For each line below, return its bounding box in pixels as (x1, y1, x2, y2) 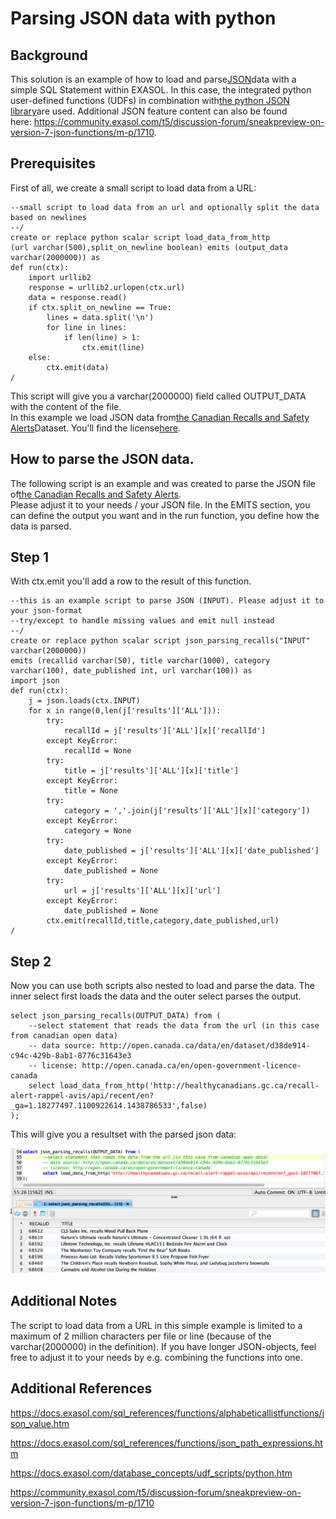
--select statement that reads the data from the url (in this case (28, 1021, 320, 1031)
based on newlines (10, 212, 87, 222)
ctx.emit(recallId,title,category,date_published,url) (46, 916, 280, 926)
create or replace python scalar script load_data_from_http (10, 232, 271, 242)
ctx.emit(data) (46, 362, 110, 372)
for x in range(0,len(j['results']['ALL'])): (28, 706, 222, 716)
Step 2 (10, 953, 52, 970)
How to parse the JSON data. (10, 451, 195, 468)
